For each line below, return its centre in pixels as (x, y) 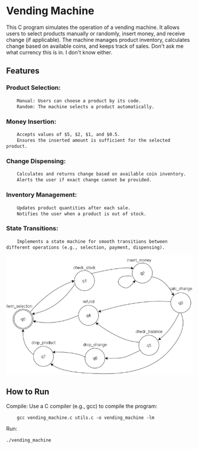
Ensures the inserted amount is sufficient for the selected (93, 140)
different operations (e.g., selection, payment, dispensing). (86, 247)
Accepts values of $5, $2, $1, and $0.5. (68, 134)
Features (23, 71)
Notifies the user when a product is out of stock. (82, 214)
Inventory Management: (42, 195)
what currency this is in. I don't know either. (59, 52)
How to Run (28, 392)
